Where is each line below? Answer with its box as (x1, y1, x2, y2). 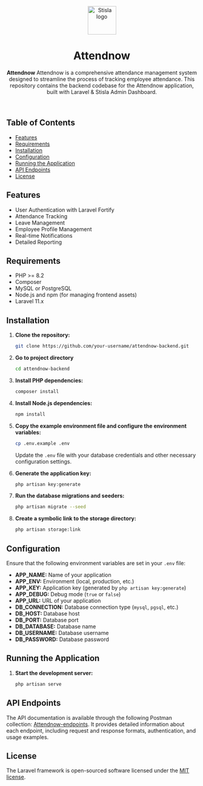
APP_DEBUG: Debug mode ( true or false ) (15, 591, 121, 597)
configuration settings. (15, 458, 72, 465)
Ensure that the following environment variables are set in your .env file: (6, 560, 186, 566)
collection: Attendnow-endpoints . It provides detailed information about (6, 720, 185, 728)
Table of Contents (6, 118, 76, 128)
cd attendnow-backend (15, 366, 70, 372)
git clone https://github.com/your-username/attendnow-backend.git (15, 343, 189, 349)
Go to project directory (15, 354, 74, 361)
